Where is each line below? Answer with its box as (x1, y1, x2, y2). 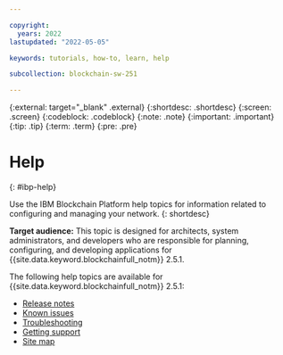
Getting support (21, 326, 81, 337)
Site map (21, 336, 55, 347)
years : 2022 (17, 29, 62, 38)
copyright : (9, 21, 50, 29)
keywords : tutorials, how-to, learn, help (9, 54, 170, 62)
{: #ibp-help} (9, 182, 56, 193)
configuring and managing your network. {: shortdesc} (9, 209, 210, 219)
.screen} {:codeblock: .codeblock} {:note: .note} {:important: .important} (9, 111, 275, 122)
